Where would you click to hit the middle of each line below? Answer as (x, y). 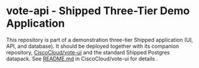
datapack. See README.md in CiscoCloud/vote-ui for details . (82, 59)
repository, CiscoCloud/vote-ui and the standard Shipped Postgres (88, 52)
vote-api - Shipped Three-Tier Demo (98, 11)
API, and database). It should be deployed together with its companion (93, 46)
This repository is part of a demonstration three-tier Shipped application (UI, (100, 40)
